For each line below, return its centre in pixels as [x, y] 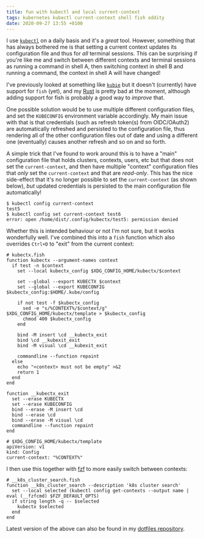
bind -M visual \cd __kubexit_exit [62, 346]
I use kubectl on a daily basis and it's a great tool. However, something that [101, 41]
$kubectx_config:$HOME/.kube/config [53, 292]
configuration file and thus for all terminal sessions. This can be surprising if [102, 54]
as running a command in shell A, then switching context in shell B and [95, 66]
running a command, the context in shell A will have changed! [83, 73]
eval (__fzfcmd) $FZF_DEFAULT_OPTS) [53, 496]
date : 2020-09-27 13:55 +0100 [45, 23]
